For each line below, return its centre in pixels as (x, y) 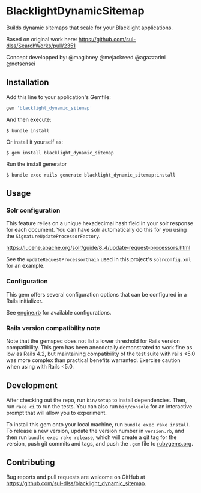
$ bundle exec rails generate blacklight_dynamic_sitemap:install (91, 175)
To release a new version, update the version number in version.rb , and (95, 431)
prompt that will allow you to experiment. (56, 413)
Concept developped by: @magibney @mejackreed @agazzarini (86, 57)
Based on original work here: (42, 39)
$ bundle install (28, 130)
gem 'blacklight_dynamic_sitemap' (49, 108)
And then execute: (29, 119)
